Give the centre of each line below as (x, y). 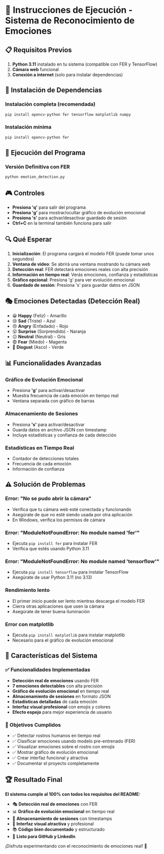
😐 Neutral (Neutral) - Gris (39, 336)
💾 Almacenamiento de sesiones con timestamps (62, 818)
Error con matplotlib (30, 624)
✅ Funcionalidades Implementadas (48, 670)
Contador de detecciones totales (46, 459)
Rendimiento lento (28, 590)
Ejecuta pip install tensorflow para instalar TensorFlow (70, 572)
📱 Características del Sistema (51, 656)
